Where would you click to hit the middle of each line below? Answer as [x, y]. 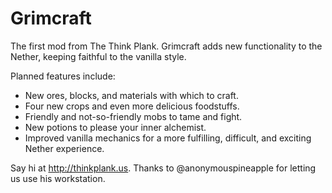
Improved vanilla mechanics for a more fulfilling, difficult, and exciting [168, 138]
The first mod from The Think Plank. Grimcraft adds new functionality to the [166, 46]
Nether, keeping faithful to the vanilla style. [98, 56]
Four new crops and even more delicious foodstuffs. [132, 106]
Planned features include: [63, 76]
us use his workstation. [58, 178]
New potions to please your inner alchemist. [115, 127]
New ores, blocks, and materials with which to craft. [131, 95]
